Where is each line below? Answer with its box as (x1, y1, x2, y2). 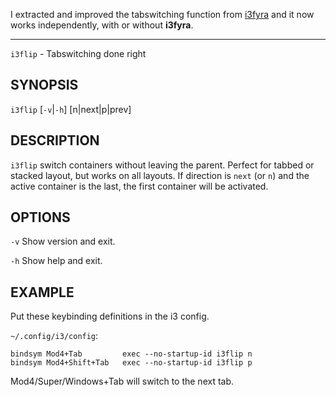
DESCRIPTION (10, 132, 100, 149)
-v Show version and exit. (10, 235, 116, 248)
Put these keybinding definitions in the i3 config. (10, 310, 210, 323)
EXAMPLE (10, 284, 75, 301)
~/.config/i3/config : (10, 330, 99, 342)
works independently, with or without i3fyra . (10, 19, 194, 31)
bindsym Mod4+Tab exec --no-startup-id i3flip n (10, 349, 253, 359)
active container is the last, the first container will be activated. (10, 180, 269, 192)
